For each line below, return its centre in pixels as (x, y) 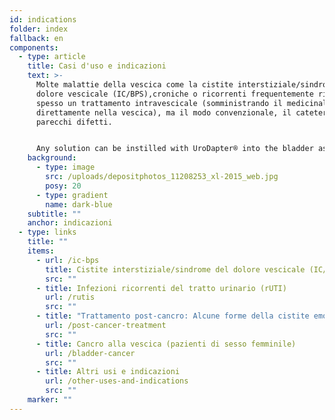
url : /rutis (70, 297)
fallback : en (36, 38)
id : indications (43, 19)
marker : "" (50, 400)
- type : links (47, 232)
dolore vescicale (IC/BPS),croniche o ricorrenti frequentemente (174, 94)
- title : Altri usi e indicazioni (108, 372)
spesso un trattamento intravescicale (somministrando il (159, 103)
